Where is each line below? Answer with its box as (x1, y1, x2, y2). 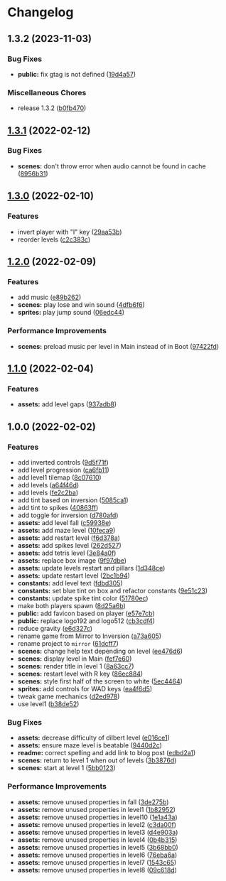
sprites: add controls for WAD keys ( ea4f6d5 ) (17, 684, 153, 693)
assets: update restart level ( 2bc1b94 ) (17, 571, 130, 580)
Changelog (7, 4, 74, 21)
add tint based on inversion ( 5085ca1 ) (17, 495, 129, 504)
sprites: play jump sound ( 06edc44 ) (17, 308, 125, 317)
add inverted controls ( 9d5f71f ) (17, 458, 109, 466)
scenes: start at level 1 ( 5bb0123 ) (17, 764, 116, 772)
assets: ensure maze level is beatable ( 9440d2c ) (17, 741, 162, 750)
